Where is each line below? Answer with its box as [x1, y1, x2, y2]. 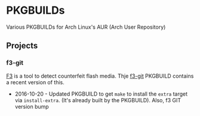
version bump [14, 103, 49, 110]
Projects [6, 41, 38, 51]
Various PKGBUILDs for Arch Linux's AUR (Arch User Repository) [6, 23, 166, 30]
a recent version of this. [6, 78, 64, 86]
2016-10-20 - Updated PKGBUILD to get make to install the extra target [14, 90, 188, 97]
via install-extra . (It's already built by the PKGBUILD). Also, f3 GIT [14, 96, 181, 103]
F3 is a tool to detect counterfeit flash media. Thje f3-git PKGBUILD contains [6, 72, 194, 80]
